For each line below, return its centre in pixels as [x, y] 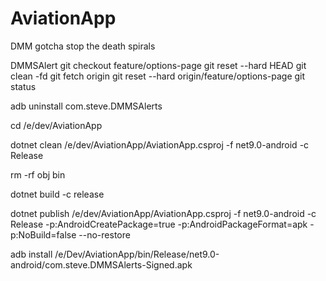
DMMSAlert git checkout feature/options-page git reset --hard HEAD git [158, 65]
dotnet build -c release [57, 194]
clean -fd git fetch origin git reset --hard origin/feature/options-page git [158, 76]
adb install [31, 254]
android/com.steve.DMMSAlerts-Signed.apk [101, 264]
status [23, 86]
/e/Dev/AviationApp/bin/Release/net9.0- [137, 254]
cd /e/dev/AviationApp [56, 125]
